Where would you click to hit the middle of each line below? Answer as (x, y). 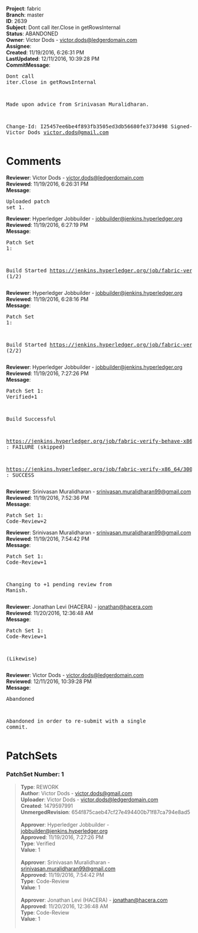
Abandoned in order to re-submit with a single (76, 721)
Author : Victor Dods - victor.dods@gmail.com (76, 794)
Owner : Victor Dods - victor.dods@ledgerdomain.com (72, 40)
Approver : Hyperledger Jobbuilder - (65, 825)
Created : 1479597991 (47, 806)
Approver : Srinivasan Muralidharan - (65, 863)
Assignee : (19, 46)
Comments (34, 161)
